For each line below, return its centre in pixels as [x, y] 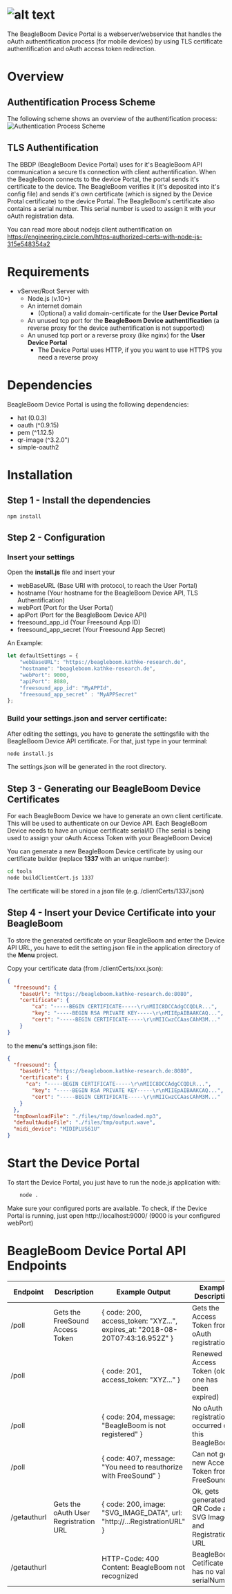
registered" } [122, 1434]
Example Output [144, 1292]
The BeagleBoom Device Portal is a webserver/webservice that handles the [115, 34]
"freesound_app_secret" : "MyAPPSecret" [78, 694]
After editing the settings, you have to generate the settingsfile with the [108, 734]
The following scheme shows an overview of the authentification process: [112, 118]
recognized [120, 1575]
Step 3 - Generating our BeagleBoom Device [104, 788]
